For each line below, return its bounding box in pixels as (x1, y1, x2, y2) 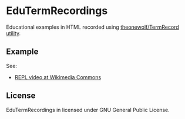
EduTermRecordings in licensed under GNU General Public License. (6, 106, 170, 113)
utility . (6, 29, 21, 36)
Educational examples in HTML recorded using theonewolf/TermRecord (6, 23, 179, 30)
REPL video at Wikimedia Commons (14, 73, 102, 80)
